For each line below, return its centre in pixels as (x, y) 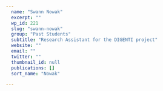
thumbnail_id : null (36, 62)
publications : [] (33, 68)
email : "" (23, 51)
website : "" (26, 46)
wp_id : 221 (25, 23)
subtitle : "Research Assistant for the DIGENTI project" (85, 40)
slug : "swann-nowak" (37, 29)
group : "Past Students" (41, 34)
